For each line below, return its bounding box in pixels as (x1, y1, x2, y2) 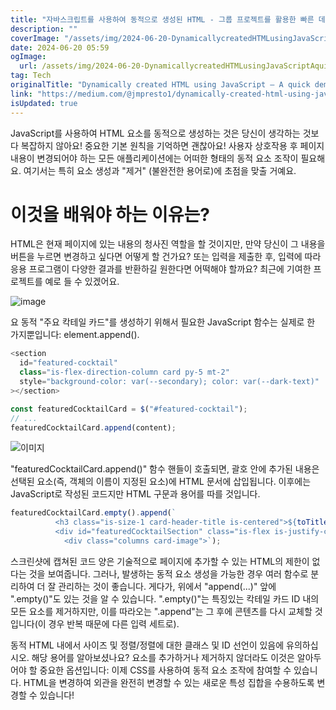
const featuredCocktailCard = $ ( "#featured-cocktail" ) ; (10, 404, 248, 414)
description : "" (10, 24, 78, 34)
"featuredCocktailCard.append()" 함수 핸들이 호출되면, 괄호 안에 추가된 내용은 (10, 463, 320, 475)
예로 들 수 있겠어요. (44, 276, 120, 288)
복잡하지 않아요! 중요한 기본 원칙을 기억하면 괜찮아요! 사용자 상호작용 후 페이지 (20, 139, 325, 151)
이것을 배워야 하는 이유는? (10, 203, 210, 226)
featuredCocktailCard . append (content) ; (10, 422, 177, 433)
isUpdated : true (10, 98, 78, 108)
